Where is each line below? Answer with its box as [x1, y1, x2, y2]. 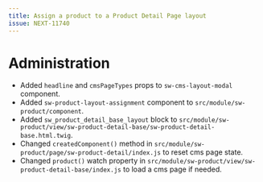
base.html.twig [19, 132, 72, 140]
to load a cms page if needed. [123, 164, 223, 174]
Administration [8, 54, 110, 72]
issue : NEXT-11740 [8, 19, 70, 27]
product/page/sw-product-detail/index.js [19, 149, 161, 157]
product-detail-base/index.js [19, 166, 122, 174]
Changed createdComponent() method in [19, 139, 153, 149]
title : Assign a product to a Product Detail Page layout [8, 11, 207, 20]
